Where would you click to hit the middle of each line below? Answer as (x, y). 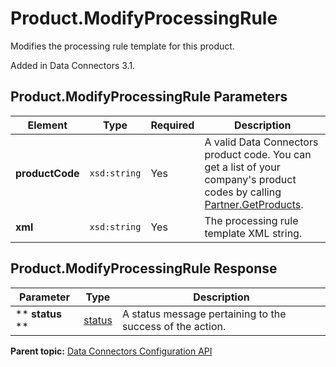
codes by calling (243, 192)
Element (47, 125)
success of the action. (174, 326)
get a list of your (242, 167)
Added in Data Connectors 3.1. (73, 65)
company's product (250, 179)
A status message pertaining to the (204, 314)
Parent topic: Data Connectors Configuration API (111, 351)
